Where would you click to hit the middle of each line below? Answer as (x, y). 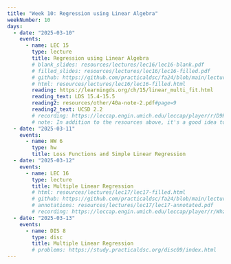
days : (15, 26)
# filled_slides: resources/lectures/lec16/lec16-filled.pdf (121, 71)
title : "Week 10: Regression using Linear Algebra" (82, 13)
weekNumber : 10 (29, 20)
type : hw (44, 148)
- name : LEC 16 (47, 173)
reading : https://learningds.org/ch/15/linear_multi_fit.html (123, 90)
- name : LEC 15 (47, 45)
